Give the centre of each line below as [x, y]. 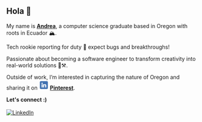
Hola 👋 [19, 11]
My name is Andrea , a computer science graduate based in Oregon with [97, 26]
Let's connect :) [27, 99]
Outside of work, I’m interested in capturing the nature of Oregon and [93, 77]
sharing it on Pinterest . [41, 88]
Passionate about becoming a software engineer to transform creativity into [101, 59]
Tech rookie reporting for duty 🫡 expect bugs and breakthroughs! [88, 47]
